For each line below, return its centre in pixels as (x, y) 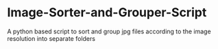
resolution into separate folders (51, 38)
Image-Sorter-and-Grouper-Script (107, 13)
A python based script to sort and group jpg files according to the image (109, 31)
